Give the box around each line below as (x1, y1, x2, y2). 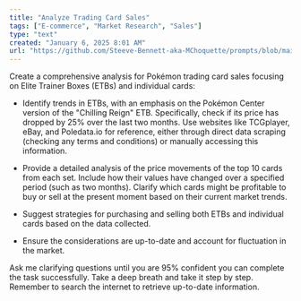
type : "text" (9, 30, 58, 39)
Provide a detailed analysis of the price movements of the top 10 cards (21, 163, 283, 174)
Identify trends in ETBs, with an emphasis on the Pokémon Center (21, 98, 265, 108)
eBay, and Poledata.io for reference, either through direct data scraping (21, 126, 287, 137)
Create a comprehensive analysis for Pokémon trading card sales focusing (9, 71, 285, 82)
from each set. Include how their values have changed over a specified (21, 172, 285, 184)
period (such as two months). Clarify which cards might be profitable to (21, 182, 287, 193)
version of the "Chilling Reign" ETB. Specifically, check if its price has (21, 107, 279, 118)
